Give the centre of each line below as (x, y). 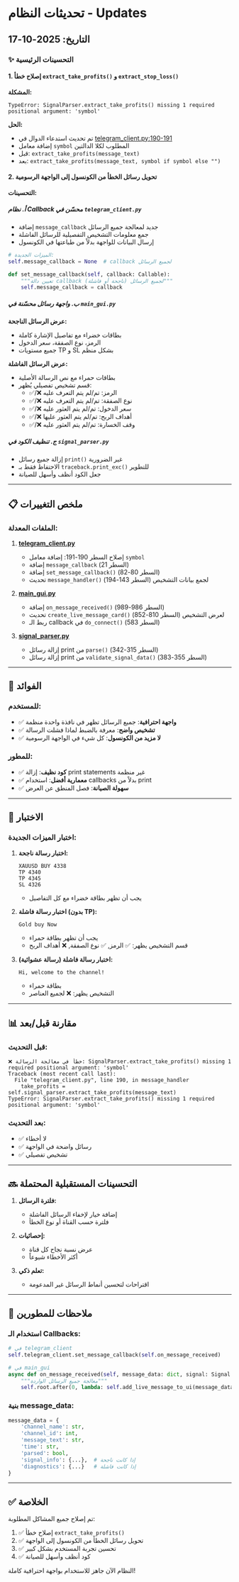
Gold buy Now (38, 924)
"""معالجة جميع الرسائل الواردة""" (64, 1381)
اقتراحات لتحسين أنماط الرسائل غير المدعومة (89, 1284)
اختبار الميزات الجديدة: (42, 837)
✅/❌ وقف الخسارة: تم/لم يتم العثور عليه (82, 425)
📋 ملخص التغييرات (46, 504)
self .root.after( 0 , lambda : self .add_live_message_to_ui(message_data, (129, 1388)
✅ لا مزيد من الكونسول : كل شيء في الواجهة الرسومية (90, 737)
